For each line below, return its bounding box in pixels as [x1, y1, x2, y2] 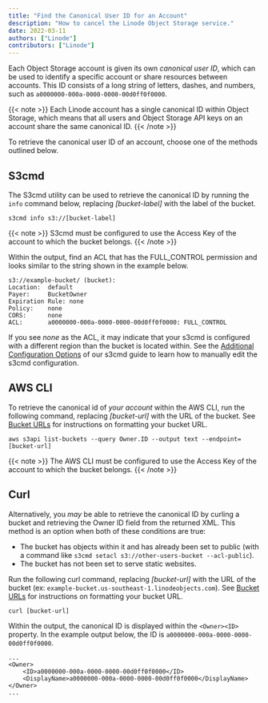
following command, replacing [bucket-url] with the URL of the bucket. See [8, 410, 256, 421]
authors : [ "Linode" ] [8, 34, 78, 42]
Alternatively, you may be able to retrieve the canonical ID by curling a [8, 509, 240, 519]
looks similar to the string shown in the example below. [8, 261, 189, 270]
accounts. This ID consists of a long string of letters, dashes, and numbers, [8, 81, 256, 91]
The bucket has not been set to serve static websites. [19, 559, 197, 568]
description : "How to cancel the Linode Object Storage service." [8, 19, 234, 27]
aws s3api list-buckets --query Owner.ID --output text [8, 434, 198, 443]
